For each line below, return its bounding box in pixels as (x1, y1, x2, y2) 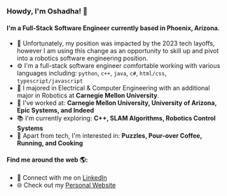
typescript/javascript (16, 78, 83, 85)
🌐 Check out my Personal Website (16, 181, 116, 190)
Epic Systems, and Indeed (16, 106, 95, 115)
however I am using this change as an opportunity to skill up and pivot (16, 47, 219, 55)
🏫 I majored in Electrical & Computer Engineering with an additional (16, 84, 210, 92)
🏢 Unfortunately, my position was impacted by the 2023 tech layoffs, (16, 39, 215, 48)
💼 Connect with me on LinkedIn (16, 174, 108, 182)
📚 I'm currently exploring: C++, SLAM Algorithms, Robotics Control (16, 114, 216, 122)
